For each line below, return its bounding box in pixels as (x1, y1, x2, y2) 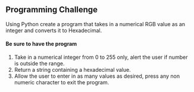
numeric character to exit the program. (14, 79, 109, 86)
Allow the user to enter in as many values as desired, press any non (14, 72, 180, 80)
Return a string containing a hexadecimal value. (14, 66, 132, 74)
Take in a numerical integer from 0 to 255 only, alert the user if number (14, 53, 188, 61)
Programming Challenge (5, 5, 98, 15)
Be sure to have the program (5, 40, 77, 47)
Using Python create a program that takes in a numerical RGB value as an (5, 20, 186, 27)
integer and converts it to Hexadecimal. (5, 27, 102, 34)
